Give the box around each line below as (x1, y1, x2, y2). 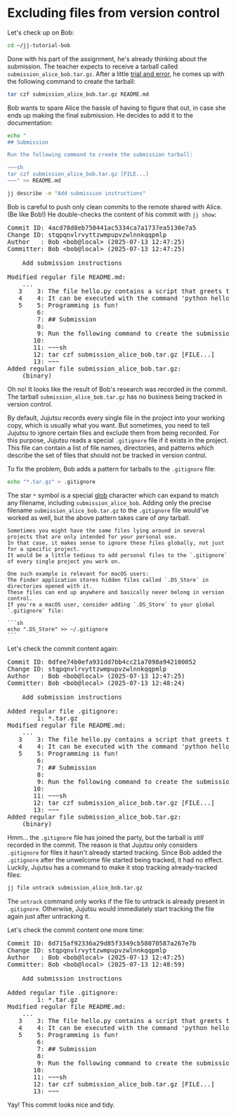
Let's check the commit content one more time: (7, 925, 145, 934)
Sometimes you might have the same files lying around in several (7, 527, 206, 534)
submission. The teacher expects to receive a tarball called (7, 62, 178, 70)
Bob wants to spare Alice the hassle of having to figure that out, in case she (7, 104, 226, 112)
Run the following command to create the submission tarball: (7, 151, 193, 159)
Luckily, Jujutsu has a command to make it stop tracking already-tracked (7, 863, 218, 872)
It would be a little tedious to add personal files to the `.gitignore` (7, 552, 228, 559)
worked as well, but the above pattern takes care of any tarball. (7, 513, 191, 522)
